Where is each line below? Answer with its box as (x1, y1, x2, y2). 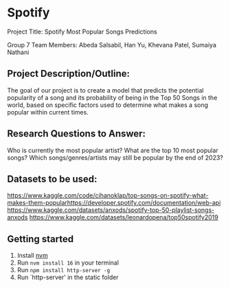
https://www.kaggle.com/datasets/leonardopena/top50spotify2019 (29, 213, 218, 221)
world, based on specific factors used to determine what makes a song (7, 101, 209, 109)
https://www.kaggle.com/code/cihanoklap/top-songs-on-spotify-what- (7, 191, 209, 200)
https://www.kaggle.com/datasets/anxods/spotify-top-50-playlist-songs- (7, 206, 215, 214)
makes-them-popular (7, 199, 67, 207)
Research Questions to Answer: (7, 128, 146, 140)
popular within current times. (7, 108, 89, 116)
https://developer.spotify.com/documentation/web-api (67, 199, 221, 207)
